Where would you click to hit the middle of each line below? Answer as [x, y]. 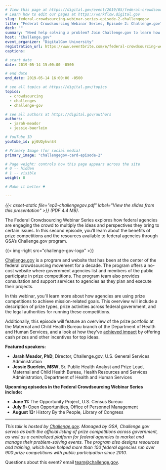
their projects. [19, 286]
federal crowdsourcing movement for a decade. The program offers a [76, 265]
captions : [15, 51]
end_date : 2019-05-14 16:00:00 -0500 [44, 78]
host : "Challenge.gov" [28, 38]
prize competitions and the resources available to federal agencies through [82, 236]
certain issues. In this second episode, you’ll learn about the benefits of [78, 230]
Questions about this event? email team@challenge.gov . [62, 462]
